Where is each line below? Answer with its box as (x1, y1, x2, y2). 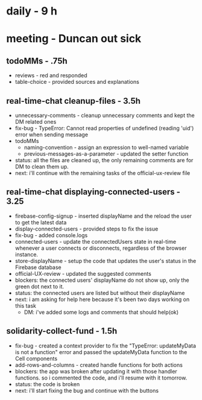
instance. (14, 250, 38, 258)
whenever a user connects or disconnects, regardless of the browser (14, 244, 187, 252)
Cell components (14, 355, 58, 362)
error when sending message (14, 131, 89, 138)
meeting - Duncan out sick (6, 32, 142, 46)
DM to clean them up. (14, 163, 69, 170)
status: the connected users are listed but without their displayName (14, 289, 185, 296)
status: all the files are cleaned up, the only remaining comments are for (14, 157, 194, 163)
